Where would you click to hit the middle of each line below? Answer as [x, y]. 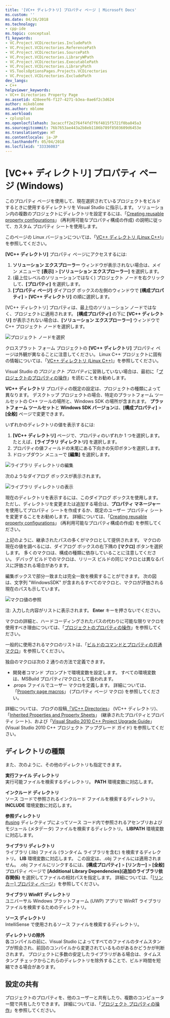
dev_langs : [17, 81]
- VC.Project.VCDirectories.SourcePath [47, 52]
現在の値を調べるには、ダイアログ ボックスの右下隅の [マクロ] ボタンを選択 [84, 546]
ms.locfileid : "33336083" [32, 147]
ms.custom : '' [20, 15]
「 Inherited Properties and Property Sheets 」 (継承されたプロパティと [78, 715]
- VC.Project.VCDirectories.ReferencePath [51, 48]
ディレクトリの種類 [35, 752]
